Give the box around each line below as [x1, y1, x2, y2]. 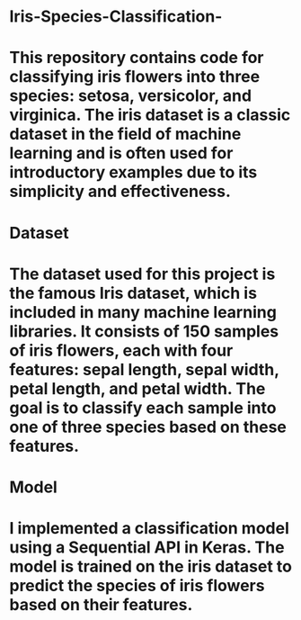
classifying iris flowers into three [9, 67, 261, 87]
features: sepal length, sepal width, [9, 359, 279, 380]
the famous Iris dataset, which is [9, 283, 258, 303]
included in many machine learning [9, 301, 277, 322]
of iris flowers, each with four [9, 340, 234, 361]
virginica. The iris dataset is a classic [9, 105, 291, 125]
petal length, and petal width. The [9, 378, 266, 399]
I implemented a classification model [9, 518, 289, 539]
